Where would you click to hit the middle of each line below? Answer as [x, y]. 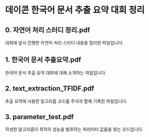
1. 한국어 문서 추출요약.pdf [43, 60]
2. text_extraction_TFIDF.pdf [50, 89]
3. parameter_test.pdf [39, 117]
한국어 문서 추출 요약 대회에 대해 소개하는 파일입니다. [56, 73]
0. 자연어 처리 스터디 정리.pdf [48, 30]
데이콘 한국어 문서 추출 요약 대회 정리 [75, 10]
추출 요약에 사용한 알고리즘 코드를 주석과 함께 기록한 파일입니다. [66, 101]
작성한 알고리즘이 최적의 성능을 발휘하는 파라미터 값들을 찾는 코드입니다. [74, 130]
